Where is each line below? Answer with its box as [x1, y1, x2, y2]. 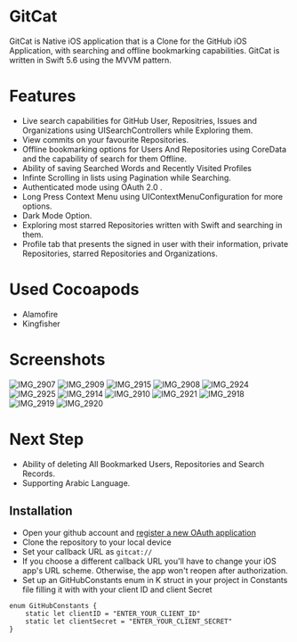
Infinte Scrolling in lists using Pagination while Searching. [21, 172, 231, 183]
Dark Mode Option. [21, 210, 92, 220]
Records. [21, 468, 56, 479]
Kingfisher [21, 318, 60, 329]
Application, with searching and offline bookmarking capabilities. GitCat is [9, 45, 280, 55]
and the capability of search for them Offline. [21, 153, 188, 164]
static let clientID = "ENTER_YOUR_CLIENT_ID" [25, 609, 201, 618]
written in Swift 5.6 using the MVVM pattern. [9, 54, 172, 65]
